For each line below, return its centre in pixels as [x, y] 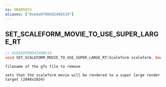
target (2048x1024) [25, 80]
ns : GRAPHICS [19, 10]
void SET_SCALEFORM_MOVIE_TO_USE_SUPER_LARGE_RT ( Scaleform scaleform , [79, 58]
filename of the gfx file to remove [43, 67]
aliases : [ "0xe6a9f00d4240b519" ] [40, 14]
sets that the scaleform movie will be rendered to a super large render [83, 75]
